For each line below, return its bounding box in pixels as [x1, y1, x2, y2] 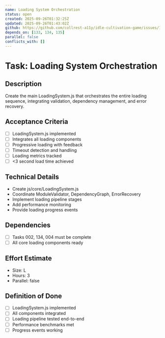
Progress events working [12, 327, 63, 333]
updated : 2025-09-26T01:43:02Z [5, 21, 69, 26]
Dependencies [5, 221, 51, 229]
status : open [5, 12, 32, 17]
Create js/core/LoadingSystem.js [12, 186, 79, 192]
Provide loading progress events [12, 207, 78, 213]
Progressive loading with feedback [12, 141, 82, 147]
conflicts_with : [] [5, 39, 45, 44]
